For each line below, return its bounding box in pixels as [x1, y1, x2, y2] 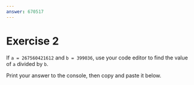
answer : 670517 [6, 8, 44, 15]
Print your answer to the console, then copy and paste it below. [6, 72, 162, 79]
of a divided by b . [6, 60, 49, 67]
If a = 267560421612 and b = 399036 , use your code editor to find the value [6, 54, 188, 61]
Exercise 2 [6, 34, 59, 48]
